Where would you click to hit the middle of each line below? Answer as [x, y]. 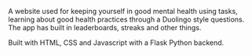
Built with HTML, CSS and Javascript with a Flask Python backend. [116, 43]
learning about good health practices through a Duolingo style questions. [126, 19]
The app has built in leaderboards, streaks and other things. [105, 27]
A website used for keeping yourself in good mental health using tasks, [123, 11]
